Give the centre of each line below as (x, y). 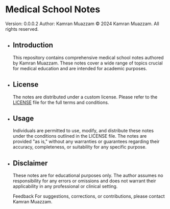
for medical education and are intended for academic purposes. (80, 68)
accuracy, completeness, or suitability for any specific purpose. (80, 147)
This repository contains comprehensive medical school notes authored (88, 57)
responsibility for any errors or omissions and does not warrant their (84, 181)
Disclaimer (30, 163)
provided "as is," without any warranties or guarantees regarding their (86, 141)
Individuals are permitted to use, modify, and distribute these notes (83, 131)
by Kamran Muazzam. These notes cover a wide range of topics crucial (88, 63)
